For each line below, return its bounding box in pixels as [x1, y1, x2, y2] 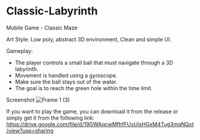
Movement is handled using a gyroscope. [14, 72, 118, 79]
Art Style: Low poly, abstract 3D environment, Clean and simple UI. [6, 35, 172, 43]
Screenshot [6, 96, 35, 103]
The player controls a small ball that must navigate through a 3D [14, 59, 174, 66]
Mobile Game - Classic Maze [6, 24, 78, 31]
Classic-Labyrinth [6, 4, 98, 18]
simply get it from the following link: [6, 114, 95, 121]
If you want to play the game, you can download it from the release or [6, 108, 178, 115]
